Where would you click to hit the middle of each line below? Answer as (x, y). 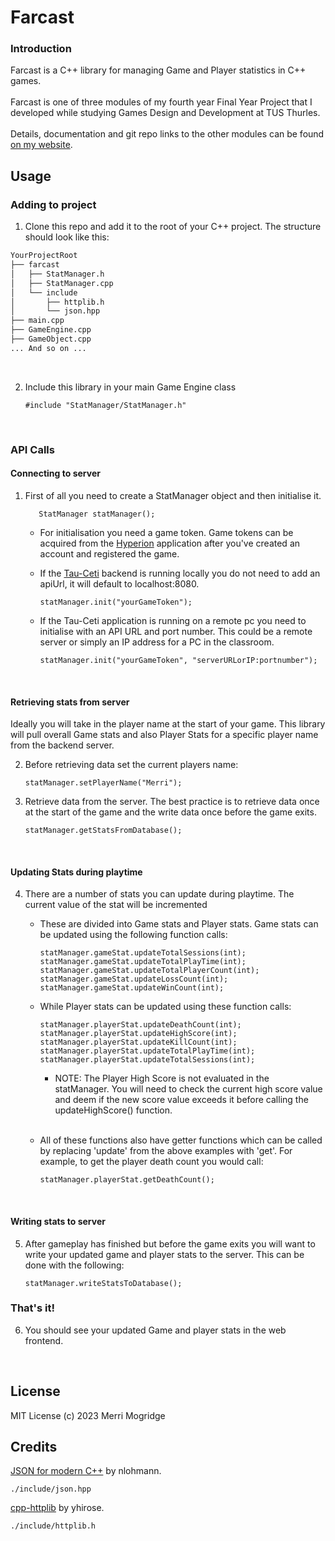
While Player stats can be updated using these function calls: (165, 1007)
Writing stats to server (58, 1221)
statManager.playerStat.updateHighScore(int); (138, 1034)
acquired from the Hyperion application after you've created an (170, 543)
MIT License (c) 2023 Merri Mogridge (88, 1415)
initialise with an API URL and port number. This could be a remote (176, 631)
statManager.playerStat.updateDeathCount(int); (140, 1025)
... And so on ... (48, 348)
